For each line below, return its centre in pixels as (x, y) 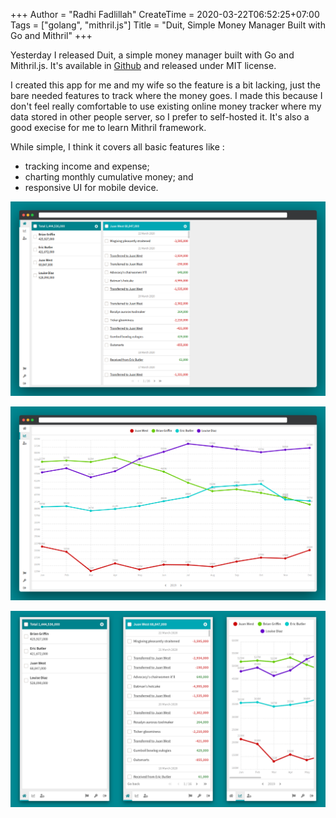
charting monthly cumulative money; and (109, 177)
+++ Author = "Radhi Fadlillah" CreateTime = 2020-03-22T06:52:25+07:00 (165, 14)
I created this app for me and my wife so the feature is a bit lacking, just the (165, 85)
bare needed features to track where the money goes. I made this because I (166, 95)
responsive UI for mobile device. (91, 187)
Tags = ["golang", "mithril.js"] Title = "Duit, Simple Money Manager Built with (168, 25)
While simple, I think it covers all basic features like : (117, 147)
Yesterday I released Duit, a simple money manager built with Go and (152, 55)
